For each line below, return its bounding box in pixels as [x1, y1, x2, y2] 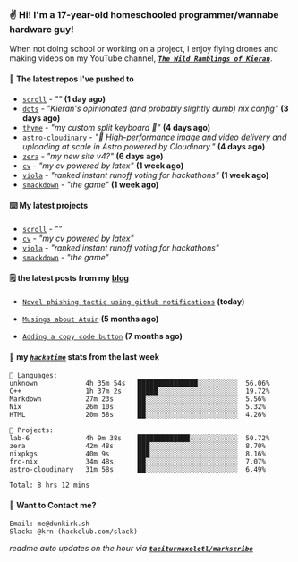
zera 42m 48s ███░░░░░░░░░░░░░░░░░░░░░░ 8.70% [9, 442, 267, 451]
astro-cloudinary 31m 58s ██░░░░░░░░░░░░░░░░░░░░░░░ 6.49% [9, 465, 267, 474]
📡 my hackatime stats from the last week [9, 351, 159, 362]
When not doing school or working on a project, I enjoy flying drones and [9, 44, 279, 55]
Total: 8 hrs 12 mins [9, 481, 90, 490]
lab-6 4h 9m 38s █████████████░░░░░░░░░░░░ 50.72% [9, 434, 270, 443]
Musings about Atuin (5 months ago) [21, 313, 159, 324]
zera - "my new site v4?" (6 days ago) [21, 150, 164, 161]
